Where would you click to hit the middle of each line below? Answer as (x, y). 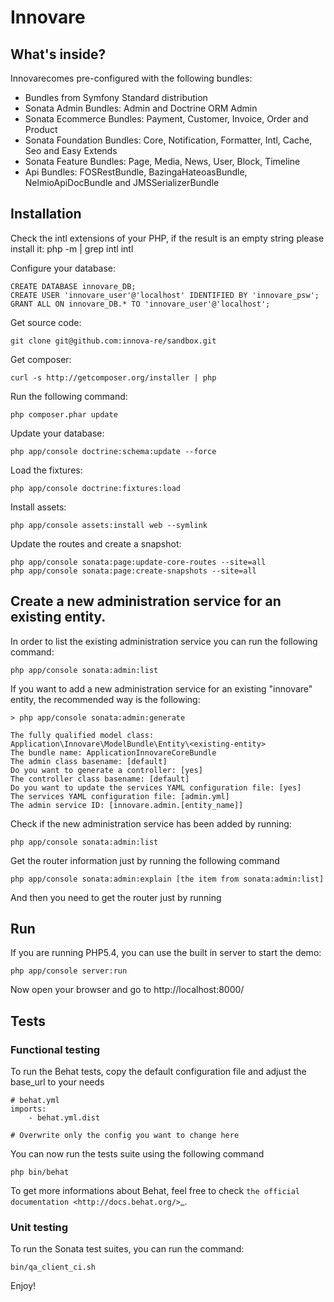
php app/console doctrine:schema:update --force (113, 451)
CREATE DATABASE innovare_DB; (73, 286)
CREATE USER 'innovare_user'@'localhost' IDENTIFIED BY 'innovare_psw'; (165, 295)
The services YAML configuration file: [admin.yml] (120, 796)
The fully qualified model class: (82, 735)
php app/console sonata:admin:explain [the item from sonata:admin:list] (167, 879)
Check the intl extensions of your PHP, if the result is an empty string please (167, 238)
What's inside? (58, 54)
